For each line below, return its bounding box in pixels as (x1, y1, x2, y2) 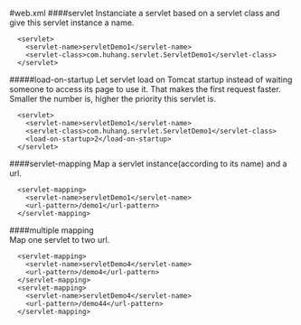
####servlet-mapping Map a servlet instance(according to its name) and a (9, 158, 287, 169)
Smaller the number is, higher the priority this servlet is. (9, 94, 217, 104)
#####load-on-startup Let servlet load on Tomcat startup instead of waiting (9, 74, 293, 85)
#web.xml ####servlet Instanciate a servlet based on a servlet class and (9, 8, 280, 18)
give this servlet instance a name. (9, 17, 135, 28)
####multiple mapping (9, 225, 95, 236)
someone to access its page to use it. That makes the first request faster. (9, 84, 282, 94)
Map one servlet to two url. (9, 235, 110, 245)
